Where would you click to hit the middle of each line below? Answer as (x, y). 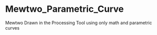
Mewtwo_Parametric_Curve (65, 9)
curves (12, 28)
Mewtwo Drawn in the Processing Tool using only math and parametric (79, 23)
